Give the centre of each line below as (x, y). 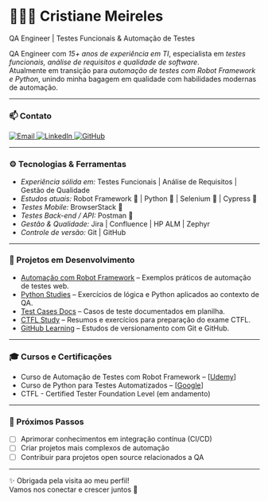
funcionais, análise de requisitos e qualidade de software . (104, 62)
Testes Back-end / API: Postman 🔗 (77, 215)
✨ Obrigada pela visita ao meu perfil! (69, 481)
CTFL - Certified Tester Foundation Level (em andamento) (115, 394)
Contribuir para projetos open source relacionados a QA (112, 457)
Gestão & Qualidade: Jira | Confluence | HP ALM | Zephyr (115, 224)
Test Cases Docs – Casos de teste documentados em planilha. (123, 311)
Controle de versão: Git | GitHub (73, 232)
